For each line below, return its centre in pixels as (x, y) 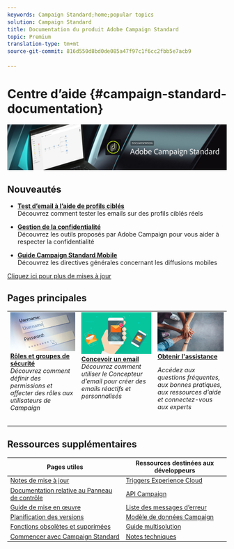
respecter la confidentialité (56, 242)
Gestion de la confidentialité (59, 227)
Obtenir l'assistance (188, 357)
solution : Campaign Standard (49, 22)
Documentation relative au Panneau (61, 490)
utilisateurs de (30, 400)
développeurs (175, 470)
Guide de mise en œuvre (46, 507)
